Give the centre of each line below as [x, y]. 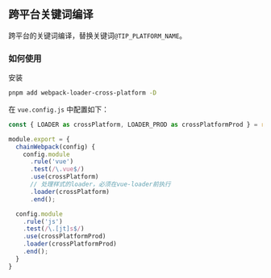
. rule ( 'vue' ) [52, 162]
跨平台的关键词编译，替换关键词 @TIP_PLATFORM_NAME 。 [98, 36]
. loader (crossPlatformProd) [70, 244]
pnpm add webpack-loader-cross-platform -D [83, 93]
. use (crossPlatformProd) [65, 237]
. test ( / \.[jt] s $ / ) [54, 229]
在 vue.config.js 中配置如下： [58, 109]
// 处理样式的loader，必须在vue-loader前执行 [100, 184]
